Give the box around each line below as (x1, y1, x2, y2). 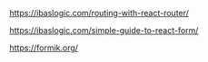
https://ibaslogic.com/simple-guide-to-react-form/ (9, 25, 199, 35)
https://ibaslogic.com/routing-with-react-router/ (9, 8, 189, 18)
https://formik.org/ (9, 42, 79, 53)
